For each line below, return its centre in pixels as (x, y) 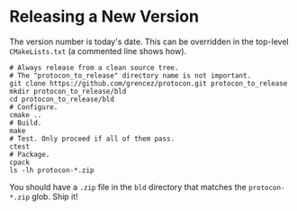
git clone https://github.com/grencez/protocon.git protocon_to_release (148, 83)
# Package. (30, 154)
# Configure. (34, 107)
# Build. (26, 123)
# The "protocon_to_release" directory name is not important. (130, 75)
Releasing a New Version (104, 17)
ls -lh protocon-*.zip (52, 170)
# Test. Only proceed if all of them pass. (92, 138)
